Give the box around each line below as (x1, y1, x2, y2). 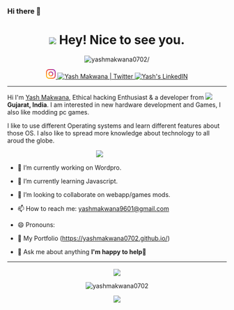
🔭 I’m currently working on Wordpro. (17, 163, 122, 172)
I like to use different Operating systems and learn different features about (7, 121, 220, 130)
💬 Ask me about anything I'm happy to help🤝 (17, 247, 147, 256)
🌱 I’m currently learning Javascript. (17, 177, 118, 185)
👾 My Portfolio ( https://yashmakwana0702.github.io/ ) (17, 234, 171, 242)
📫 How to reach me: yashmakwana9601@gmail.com (17, 204, 169, 212)
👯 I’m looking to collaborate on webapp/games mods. (17, 190, 171, 198)
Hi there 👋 (7, 6, 42, 16)
